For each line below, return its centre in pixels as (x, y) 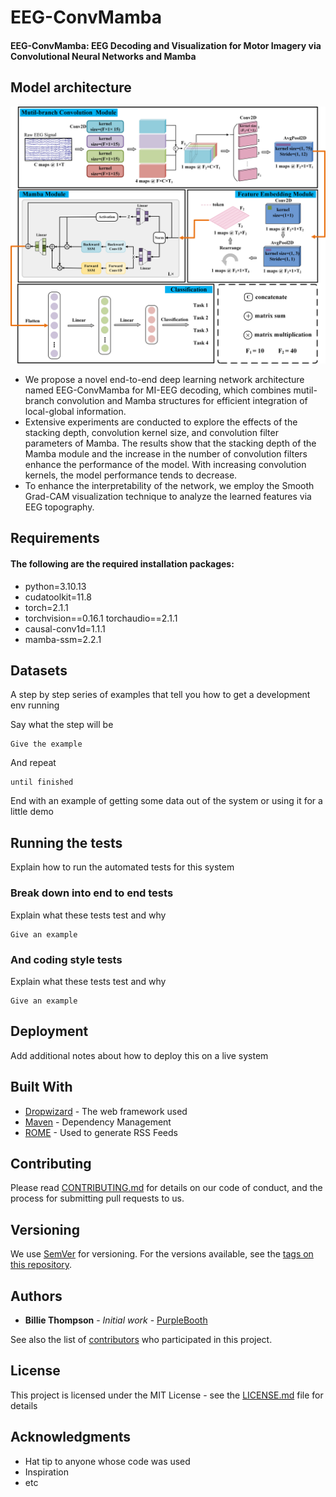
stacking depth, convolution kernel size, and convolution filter (151, 433)
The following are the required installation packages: (122, 564)
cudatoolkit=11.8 (58, 597)
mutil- (305, 390)
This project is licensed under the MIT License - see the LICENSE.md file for (167, 1395)
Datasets (39, 671)
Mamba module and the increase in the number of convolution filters (166, 454)
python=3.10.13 (55, 586)
